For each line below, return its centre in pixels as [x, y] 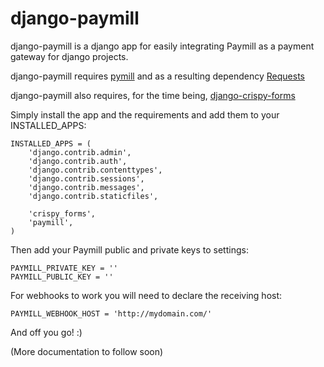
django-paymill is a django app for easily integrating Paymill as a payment [162, 46]
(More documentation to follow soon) [87, 351]
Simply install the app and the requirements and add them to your [145, 114]
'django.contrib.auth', [78, 161]
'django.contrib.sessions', [86, 178]
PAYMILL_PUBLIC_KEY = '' [62, 277]
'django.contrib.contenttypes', [95, 170]
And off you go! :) [46, 332]
